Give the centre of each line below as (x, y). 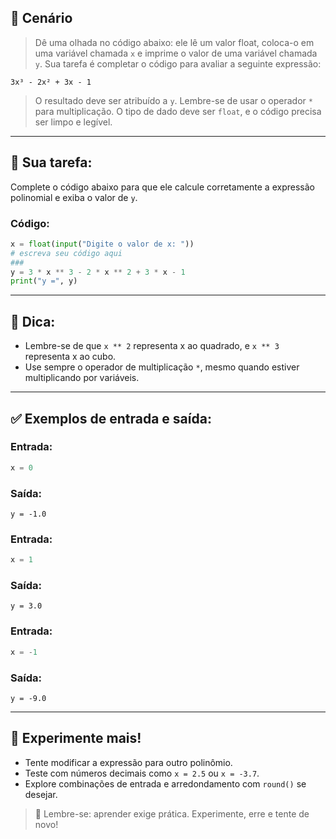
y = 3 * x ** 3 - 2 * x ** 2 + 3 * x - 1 (98, 272)
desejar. (41, 794)
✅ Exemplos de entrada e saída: (111, 418)
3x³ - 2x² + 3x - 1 (51, 82)
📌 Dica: (33, 321)
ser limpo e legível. (73, 122)
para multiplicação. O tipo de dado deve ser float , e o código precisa (178, 111)
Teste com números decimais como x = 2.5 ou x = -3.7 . (142, 773)
